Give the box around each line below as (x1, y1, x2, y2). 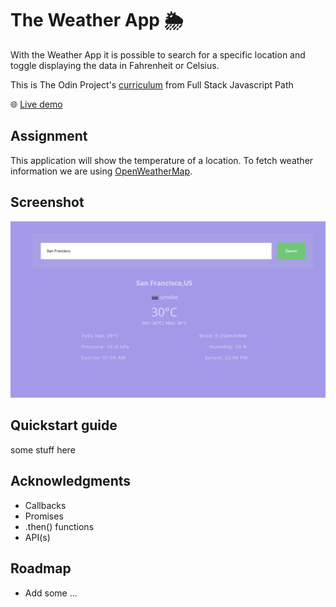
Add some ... (24, 587, 78, 599)
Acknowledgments (10, 473, 132, 490)
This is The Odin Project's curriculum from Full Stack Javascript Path (10, 78, 294, 91)
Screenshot (10, 194, 85, 211)
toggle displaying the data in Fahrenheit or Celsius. (10, 59, 220, 71)
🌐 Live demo (10, 98, 63, 110)
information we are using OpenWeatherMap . (10, 165, 193, 177)
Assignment (10, 128, 88, 145)
